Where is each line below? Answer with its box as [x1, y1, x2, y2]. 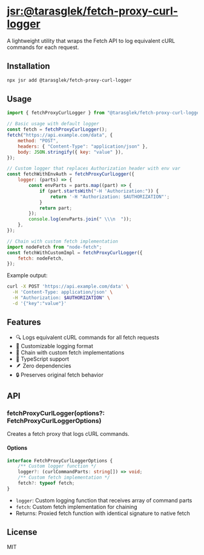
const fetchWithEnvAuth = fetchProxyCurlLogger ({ [7, 171, 135, 177]
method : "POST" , [18, 137, 59, 143]
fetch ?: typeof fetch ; [18, 480, 75, 487]
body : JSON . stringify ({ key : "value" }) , [18, 149, 123, 155]
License [7, 527, 38, 537]
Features [7, 317, 41, 327]
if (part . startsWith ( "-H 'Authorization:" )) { [39, 188, 159, 194]
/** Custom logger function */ [18, 463, 97, 470]
